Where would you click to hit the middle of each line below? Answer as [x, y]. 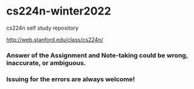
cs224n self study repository [43, 28]
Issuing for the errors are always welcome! [71, 79]
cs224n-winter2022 [59, 11]
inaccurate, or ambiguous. [46, 63]
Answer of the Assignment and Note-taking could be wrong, [97, 55]
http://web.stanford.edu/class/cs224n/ [55, 39]
